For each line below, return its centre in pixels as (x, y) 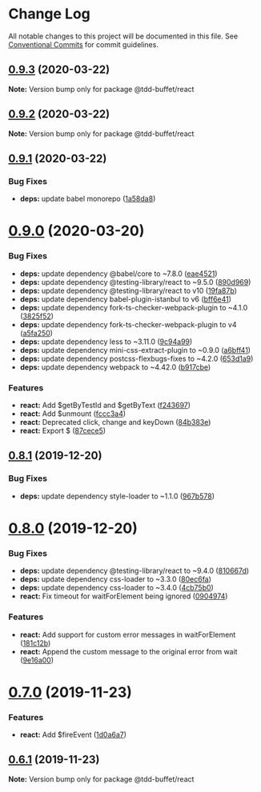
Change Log (49, 14)
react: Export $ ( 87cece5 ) (63, 431)
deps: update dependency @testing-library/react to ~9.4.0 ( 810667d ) (135, 571)
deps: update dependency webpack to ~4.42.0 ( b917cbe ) (115, 367)
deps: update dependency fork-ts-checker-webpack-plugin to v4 (128, 324)
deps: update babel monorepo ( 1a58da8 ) (88, 199)
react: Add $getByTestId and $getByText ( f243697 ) (105, 406)
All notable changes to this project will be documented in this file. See (123, 36)
